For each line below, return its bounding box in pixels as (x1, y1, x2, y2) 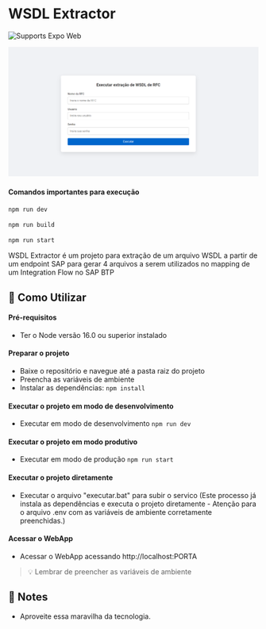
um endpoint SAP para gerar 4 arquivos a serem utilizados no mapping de (8, 259, 250, 269)
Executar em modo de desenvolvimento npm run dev (19, 419, 191, 428)
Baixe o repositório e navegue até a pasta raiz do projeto (19, 366, 205, 375)
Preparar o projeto (8, 348, 70, 358)
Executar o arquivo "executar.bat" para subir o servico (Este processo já (19, 490, 256, 500)
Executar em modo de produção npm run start (19, 454, 174, 464)
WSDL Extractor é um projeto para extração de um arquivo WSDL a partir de (8, 251, 258, 260)
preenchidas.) (19, 516, 66, 525)
